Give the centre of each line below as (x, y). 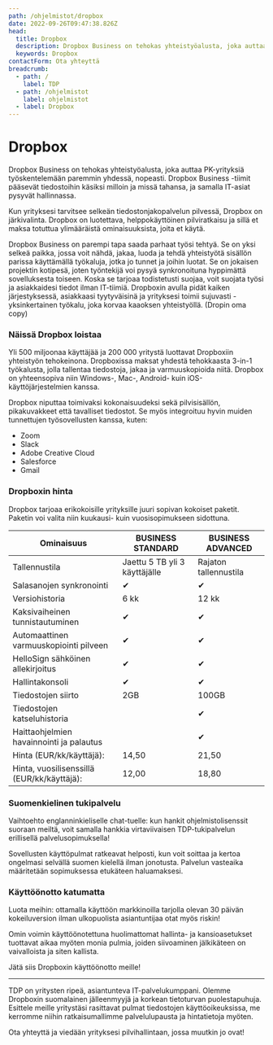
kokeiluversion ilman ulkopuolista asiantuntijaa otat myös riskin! (115, 918)
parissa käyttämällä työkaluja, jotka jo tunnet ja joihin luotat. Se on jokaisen (133, 262)
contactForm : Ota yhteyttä (54, 62)
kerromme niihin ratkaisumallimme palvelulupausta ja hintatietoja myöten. (131, 1017)
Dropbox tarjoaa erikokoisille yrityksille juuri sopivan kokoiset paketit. (124, 509)
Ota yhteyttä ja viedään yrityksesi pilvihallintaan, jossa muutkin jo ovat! (127, 1032)
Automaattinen (41, 635)
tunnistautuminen (46, 622)
